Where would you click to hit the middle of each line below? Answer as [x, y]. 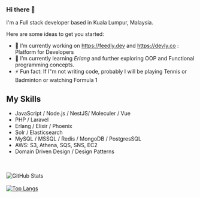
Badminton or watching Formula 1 [56, 80]
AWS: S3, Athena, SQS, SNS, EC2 [56, 145]
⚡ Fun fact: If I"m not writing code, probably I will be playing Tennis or [101, 72]
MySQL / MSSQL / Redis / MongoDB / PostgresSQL [78, 139]
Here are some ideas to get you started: [55, 34]
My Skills [24, 99]
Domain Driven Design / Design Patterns [65, 151]
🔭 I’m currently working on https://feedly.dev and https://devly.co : [97, 46]
